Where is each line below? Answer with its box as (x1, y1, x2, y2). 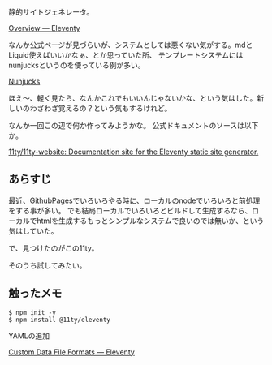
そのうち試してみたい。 (8, 260, 87, 270)
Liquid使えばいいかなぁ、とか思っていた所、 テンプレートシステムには (8, 50, 244, 59)
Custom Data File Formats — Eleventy (8, 347, 136, 357)
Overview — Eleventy (8, 24, 80, 32)
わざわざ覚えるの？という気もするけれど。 (29, 104, 172, 113)
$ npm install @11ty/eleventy (8, 316, 111, 324)
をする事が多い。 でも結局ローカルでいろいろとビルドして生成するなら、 (8, 205, 253, 215)
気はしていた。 (8, 225, 58, 235)
